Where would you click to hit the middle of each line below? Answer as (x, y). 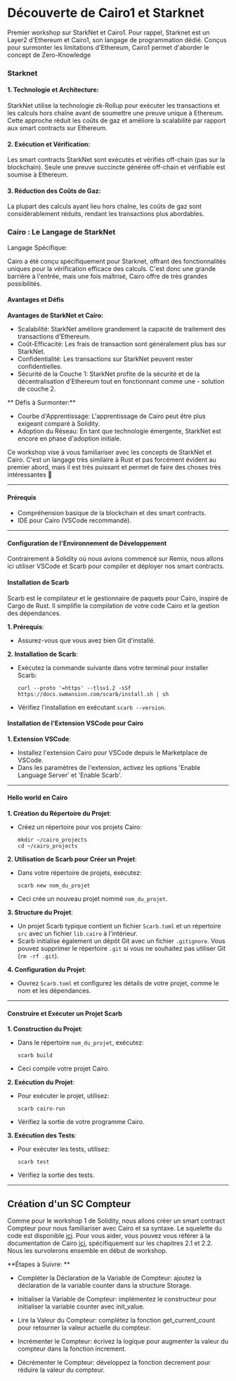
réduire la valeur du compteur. (61, 1370)
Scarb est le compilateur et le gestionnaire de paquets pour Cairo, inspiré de (118, 598)
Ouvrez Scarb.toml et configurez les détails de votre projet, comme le (118, 983)
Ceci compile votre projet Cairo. (64, 1068)
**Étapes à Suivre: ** (39, 1264)
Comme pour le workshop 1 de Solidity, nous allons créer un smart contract (116, 1221)
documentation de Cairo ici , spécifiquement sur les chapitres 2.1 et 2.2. (110, 1243)
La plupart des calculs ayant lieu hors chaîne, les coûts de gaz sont (105, 206)
